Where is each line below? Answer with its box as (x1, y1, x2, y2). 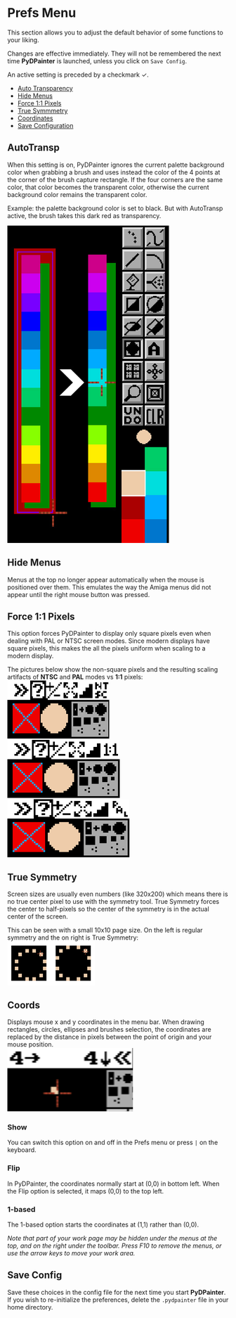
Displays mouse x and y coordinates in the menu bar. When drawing (7, 1018, 205, 1026)
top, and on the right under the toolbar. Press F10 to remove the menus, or (7, 1241, 223, 1250)
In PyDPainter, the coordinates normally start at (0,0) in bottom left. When (7, 1179, 220, 1188)
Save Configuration (17, 121, 74, 129)
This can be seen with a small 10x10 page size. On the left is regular (7, 926, 203, 935)
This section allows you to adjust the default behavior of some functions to (7, 28, 223, 37)
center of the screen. (7, 912, 68, 921)
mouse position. (7, 1040, 54, 1049)
